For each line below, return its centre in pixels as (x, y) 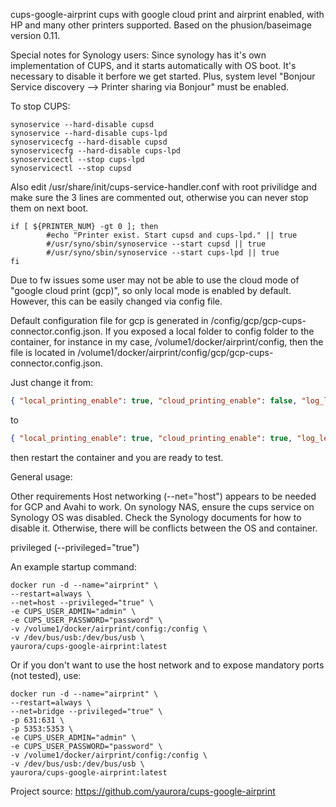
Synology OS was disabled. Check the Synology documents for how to (156, 517)
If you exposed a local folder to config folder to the (209, 331)
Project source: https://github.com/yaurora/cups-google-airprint (143, 791)
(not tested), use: (46, 675)
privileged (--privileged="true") (75, 547)
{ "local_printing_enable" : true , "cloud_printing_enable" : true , (151, 438)
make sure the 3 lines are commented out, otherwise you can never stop (159, 197)
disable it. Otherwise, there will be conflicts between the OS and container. (164, 528)
